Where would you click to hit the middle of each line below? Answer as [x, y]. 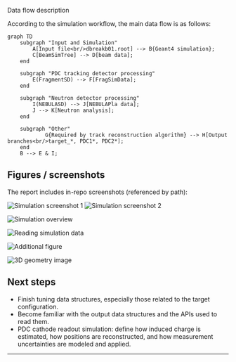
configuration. [38, 306]
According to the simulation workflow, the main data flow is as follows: [109, 24]
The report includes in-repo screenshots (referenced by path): [98, 192]
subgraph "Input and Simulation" [69, 43]
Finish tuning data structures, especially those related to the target [113, 299]
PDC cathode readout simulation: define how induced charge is [109, 329]
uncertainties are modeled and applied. [74, 344]
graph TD [20, 37]
